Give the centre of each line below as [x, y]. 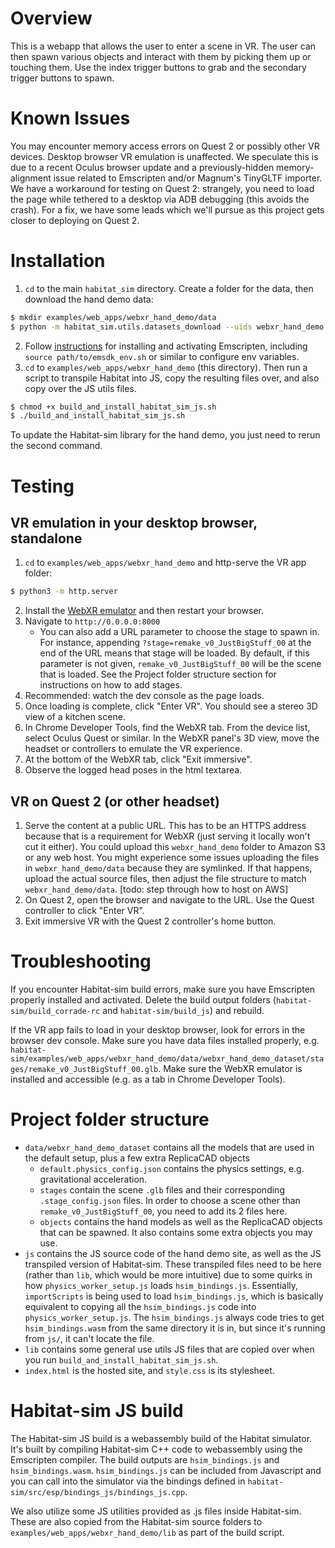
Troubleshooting [81, 961]
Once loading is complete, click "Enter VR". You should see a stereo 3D [171, 706]
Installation [58, 261]
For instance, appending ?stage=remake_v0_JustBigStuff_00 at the [175, 643]
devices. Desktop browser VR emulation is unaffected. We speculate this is [164, 156]
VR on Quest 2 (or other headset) [115, 801]
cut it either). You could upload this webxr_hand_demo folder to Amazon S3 [175, 846]
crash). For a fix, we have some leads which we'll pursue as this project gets [167, 209]
